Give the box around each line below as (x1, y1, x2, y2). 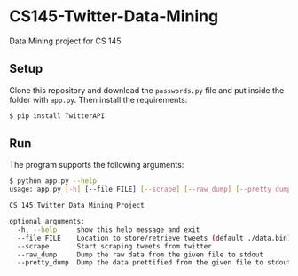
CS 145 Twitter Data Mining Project (9, 201, 145, 210)
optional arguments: (9, 217, 86, 226)
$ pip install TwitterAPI (9, 111, 105, 121)
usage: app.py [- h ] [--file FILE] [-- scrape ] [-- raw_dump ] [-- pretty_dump (9, 185, 292, 194)
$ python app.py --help (9, 177, 98, 185)
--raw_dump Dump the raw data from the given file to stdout (17, 250, 264, 259)
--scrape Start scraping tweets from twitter (17, 241, 213, 250)
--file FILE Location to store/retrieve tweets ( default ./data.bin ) (17, 233, 292, 242)
